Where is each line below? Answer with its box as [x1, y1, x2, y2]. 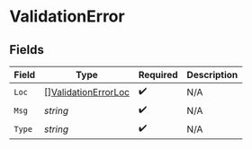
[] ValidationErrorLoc [43, 85, 130, 98]
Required [138, 69, 178, 81]
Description [186, 69, 238, 81]
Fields [9, 42, 45, 57]
